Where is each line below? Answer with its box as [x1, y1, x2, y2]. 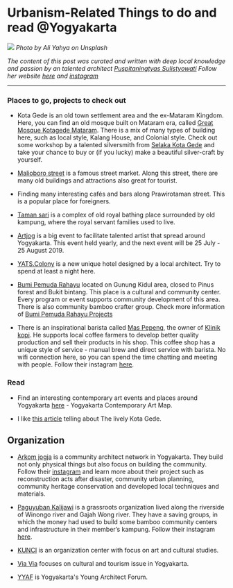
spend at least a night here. [17, 267, 96, 276]
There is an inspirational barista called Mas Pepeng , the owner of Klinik [17, 324, 221, 332]
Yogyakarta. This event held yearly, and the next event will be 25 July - [17, 239, 221, 247]
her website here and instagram [7, 72, 99, 80]
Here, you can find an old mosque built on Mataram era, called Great [17, 119, 214, 127]
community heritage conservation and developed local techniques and [17, 482, 220, 491]
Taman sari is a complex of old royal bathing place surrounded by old [17, 210, 215, 219]
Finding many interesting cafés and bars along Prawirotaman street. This [17, 190, 225, 199]
